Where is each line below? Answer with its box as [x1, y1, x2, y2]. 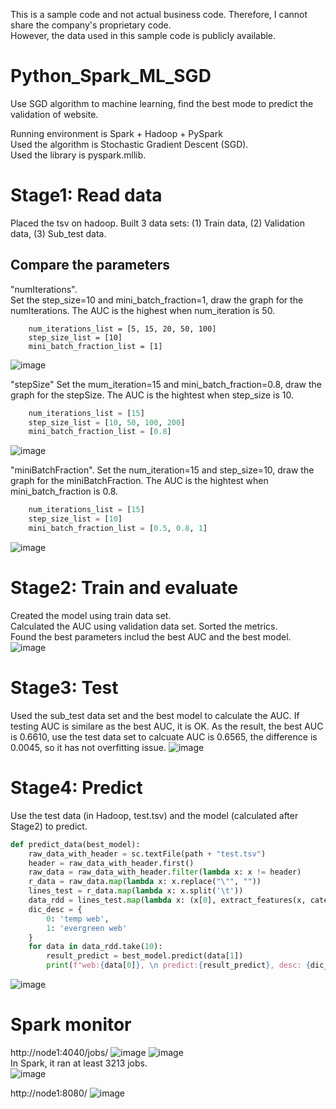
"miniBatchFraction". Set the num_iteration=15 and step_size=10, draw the [10, 464, 315, 476]
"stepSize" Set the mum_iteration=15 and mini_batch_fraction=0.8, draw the [10, 378, 322, 390]
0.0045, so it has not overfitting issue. [10, 741, 167, 753]
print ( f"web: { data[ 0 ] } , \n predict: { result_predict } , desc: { [46, 960, 311, 971]
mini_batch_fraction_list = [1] [28, 341, 163, 351]
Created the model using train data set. [10, 609, 172, 621]
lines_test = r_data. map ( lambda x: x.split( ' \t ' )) [28, 886, 244, 896]
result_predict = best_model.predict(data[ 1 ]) [46, 951, 244, 961]
